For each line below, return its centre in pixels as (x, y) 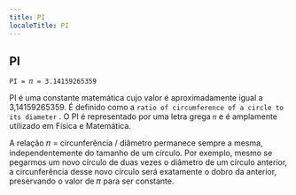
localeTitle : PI (39, 26)
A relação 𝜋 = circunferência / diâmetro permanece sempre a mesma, (136, 143)
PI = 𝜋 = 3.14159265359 (53, 82)
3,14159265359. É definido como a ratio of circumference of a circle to (146, 108)
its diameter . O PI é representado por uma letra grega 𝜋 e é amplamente (143, 116)
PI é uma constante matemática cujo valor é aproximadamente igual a (136, 98)
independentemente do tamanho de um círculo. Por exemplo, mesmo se (141, 153)
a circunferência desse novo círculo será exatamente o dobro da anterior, (143, 172)
